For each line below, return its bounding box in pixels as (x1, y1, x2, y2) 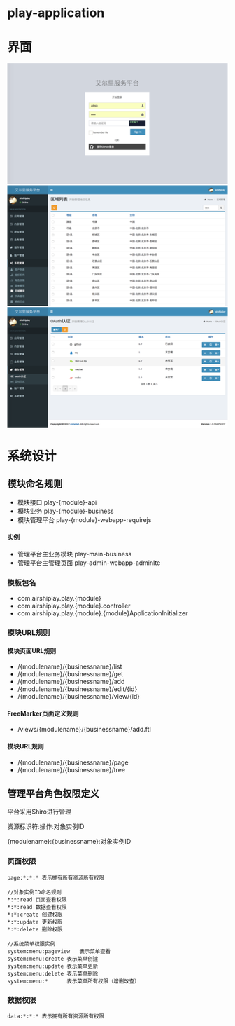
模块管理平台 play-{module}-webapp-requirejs (17, 515, 152, 524)
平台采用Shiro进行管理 (7, 807, 72, 816)
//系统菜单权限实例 (7, 940, 56, 948)
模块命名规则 (7, 478, 63, 490)
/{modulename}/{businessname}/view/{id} (17, 692, 141, 701)
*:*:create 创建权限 (7, 911, 63, 918)
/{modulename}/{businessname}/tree (17, 765, 126, 774)
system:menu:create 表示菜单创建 (7, 955, 99, 962)
